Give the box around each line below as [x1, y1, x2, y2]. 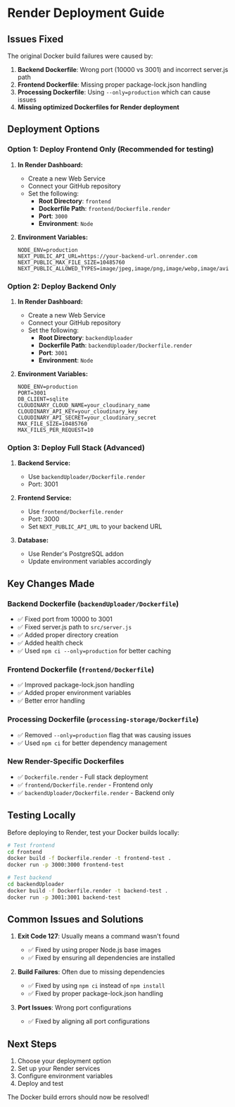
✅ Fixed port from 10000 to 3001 [17, 615, 113, 623]
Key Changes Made [7, 577, 95, 590]
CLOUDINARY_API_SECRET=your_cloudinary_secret [17, 414, 157, 421]
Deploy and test [17, 1079, 64, 1088]
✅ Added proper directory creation [17, 630, 119, 639]
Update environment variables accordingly [27, 557, 152, 566]
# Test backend [7, 874, 52, 881]
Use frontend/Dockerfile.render [27, 507, 124, 516]
